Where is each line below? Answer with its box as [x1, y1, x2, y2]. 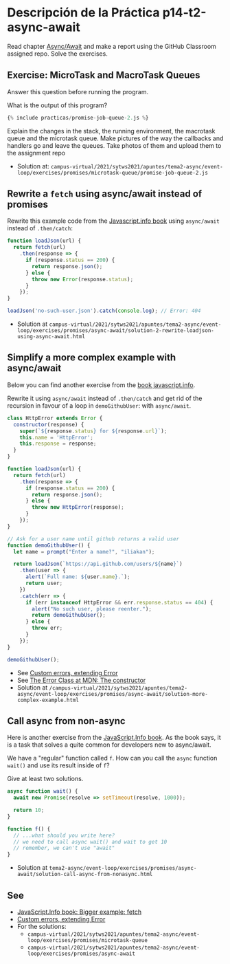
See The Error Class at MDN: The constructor [16, 676, 146, 684]
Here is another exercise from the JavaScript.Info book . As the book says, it [7, 734, 221, 742]
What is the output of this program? [7, 101, 108, 109]
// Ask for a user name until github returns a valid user [7, 535, 180, 543]
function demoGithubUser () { [7, 542, 91, 549]
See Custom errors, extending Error [16, 668, 118, 677]
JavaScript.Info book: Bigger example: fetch [16, 908, 142, 916]
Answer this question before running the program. [7, 87, 149, 96]
